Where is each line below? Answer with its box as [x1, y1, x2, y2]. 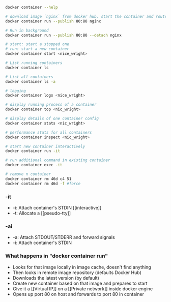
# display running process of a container [5, 102, 97, 107]
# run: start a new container [5, 46, 70, 52]
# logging [5, 88, 26, 94]
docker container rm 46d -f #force [5, 181, 81, 186]
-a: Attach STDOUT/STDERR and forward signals [12, 234, 116, 240]
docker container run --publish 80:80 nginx [5, 18, 101, 24]
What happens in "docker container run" [5, 252, 108, 259]
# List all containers [5, 74, 53, 79]
